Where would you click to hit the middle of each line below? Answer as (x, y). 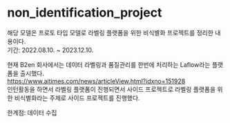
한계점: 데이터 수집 (32, 113)
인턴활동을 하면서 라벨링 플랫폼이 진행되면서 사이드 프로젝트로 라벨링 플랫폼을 (112, 89)
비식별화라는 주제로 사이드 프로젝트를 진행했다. (77, 97)
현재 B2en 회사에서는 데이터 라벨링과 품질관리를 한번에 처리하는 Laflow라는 (109, 64)
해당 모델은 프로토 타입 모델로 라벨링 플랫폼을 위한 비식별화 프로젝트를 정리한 (111, 32)
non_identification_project (85, 13)
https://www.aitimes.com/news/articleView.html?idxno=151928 (96, 81)
